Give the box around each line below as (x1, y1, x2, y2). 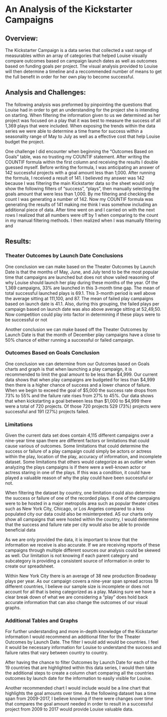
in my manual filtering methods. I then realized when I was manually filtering (5, 217, 161, 223)
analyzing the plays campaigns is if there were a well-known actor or (5, 464, 147, 470)
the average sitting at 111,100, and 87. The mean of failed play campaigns (5, 295, 154, 301)
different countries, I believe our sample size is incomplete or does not (5, 584, 150, 590)
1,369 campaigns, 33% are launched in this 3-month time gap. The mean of (5, 285, 160, 291)
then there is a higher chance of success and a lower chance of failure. (5, 382, 151, 388)
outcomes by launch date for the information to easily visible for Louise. (5, 676, 152, 682)
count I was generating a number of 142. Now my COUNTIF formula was (5, 196, 154, 202)
